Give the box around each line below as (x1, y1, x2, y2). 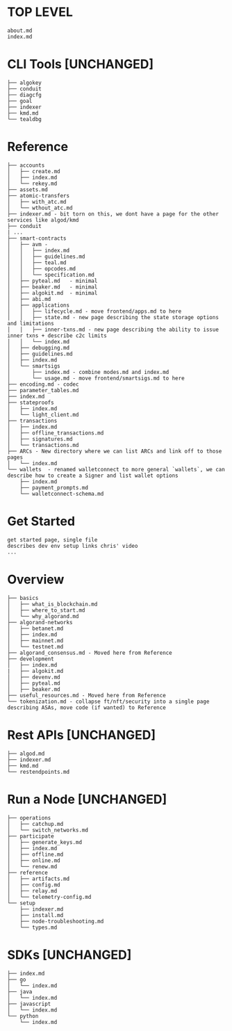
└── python (7, 1012, 39, 1019)
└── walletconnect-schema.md (19, 490, 104, 497)
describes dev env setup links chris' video (7, 542, 138, 549)
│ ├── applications (7, 302, 70, 309)
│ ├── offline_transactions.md (7, 429, 104, 437)
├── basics (7, 594, 39, 601)
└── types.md (19, 924, 58, 931)
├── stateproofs (7, 399, 54, 406)
